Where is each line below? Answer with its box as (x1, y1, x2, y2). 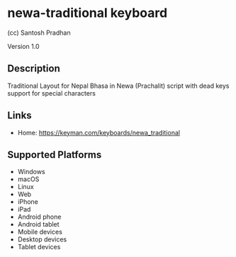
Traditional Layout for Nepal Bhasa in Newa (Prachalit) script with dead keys (7, 81, 230, 90)
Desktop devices (17, 235, 67, 244)
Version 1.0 (7, 42, 40, 50)
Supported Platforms (7, 149, 102, 161)
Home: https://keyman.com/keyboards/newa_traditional (17, 128, 181, 137)
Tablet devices (17, 243, 61, 251)
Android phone (17, 212, 62, 221)
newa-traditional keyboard (7, 5, 168, 21)
